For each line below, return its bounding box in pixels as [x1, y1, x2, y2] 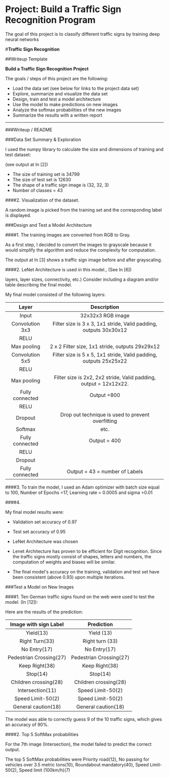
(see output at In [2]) [5, 161, 48, 167]
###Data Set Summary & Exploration [5, 136, 81, 142]
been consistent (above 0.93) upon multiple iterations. [12, 574, 125, 580]
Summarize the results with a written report [12, 112, 103, 118]
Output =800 [90, 392, 121, 399]
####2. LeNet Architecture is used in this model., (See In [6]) [5, 266, 132, 272]
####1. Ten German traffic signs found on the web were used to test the [5, 594, 155, 600]
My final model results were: [5, 509, 64, 515]
